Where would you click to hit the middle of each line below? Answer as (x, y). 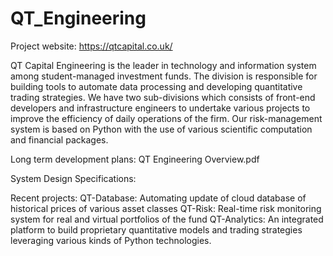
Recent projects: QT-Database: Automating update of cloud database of (158, 198)
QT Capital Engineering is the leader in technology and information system (163, 65)
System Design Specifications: (73, 178)
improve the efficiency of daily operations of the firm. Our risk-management (166, 118)
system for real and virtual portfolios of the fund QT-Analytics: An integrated (167, 219)
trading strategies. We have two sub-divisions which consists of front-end (163, 97)
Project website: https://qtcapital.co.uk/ (91, 46)
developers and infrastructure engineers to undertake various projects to (160, 108)
